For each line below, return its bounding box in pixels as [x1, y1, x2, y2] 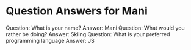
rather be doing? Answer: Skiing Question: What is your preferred [5, 30, 170, 37]
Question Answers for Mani [5, 4, 148, 18]
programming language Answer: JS [5, 37, 95, 44]
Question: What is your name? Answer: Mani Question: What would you [5, 24, 186, 31]
